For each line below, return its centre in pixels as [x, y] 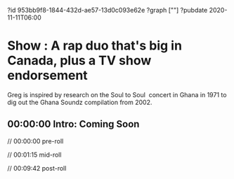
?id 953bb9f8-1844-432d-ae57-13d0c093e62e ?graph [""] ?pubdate [108, 10]
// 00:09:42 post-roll [37, 168]
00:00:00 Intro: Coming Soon [73, 124]
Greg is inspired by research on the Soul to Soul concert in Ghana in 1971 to [117, 94]
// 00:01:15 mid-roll [34, 155]
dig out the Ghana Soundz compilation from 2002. [80, 102]
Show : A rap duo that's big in [95, 46]
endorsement [47, 76]
